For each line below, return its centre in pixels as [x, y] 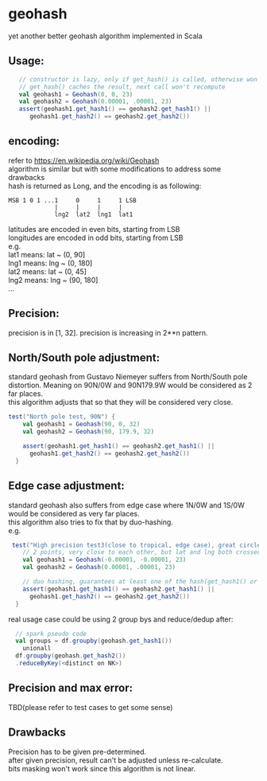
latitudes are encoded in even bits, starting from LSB [94, 229]
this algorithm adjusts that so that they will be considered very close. [121, 402]
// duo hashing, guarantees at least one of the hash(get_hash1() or [140, 582]
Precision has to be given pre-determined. [77, 752]
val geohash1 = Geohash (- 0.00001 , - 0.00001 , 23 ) [104, 560]
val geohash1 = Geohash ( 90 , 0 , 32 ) [81, 424]
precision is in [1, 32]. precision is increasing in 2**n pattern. [108, 332]
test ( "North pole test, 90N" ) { [62, 417]
